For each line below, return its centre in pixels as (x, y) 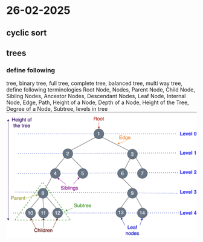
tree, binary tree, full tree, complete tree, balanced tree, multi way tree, (95, 83)
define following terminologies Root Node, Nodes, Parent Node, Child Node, (101, 90)
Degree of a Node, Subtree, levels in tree (57, 109)
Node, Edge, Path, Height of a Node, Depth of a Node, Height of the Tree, (98, 102)
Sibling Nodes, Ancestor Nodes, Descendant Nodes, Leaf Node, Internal (96, 96)
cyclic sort (27, 33)
